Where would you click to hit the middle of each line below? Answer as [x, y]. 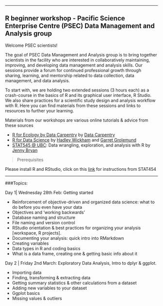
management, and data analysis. [38, 80]
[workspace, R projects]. [37, 233]
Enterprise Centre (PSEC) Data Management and [80, 26]
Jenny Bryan [25, 150]
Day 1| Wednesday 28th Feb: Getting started [49, 192]
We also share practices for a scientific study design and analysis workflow [80, 100]
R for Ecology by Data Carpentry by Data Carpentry [64, 135]
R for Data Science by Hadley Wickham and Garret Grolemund [74, 140]
